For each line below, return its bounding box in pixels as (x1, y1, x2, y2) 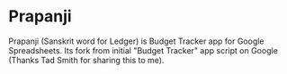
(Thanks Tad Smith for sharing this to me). (8, 54, 165, 65)
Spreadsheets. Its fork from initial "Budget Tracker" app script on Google (8, 45, 278, 55)
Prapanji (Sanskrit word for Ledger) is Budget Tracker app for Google (8, 36, 265, 46)
